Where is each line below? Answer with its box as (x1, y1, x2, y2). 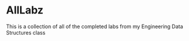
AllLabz (6, 4, 44, 17)
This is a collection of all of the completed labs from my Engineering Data (6, 23, 184, 30)
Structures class (6, 29, 46, 36)
